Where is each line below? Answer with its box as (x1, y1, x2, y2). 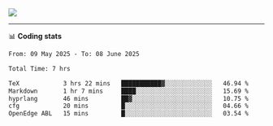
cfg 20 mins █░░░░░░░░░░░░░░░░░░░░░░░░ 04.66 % (8, 102, 249, 111)
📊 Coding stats (8, 32, 63, 41)
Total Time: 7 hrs (8, 64, 71, 72)
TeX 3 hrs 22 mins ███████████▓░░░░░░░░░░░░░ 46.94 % (8, 79, 249, 88)
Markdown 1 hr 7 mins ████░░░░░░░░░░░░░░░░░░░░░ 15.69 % (8, 87, 249, 95)
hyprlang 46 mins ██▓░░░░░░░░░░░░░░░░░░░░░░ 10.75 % (8, 94, 249, 102)
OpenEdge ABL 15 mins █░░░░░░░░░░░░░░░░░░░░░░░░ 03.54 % (8, 110, 249, 118)
